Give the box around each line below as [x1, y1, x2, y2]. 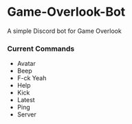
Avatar [16, 60, 36, 68]
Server [16, 110, 36, 119]
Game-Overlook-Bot [7, 4, 126, 20]
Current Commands [7, 44, 75, 53]
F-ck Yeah [16, 74, 47, 82]
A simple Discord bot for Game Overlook [7, 27, 122, 35]
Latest [16, 96, 36, 104]
